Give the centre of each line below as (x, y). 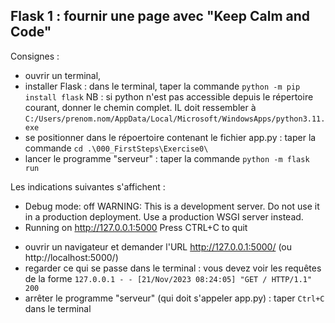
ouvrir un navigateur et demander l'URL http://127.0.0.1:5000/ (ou (158, 246)
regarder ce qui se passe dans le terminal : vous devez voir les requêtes (173, 268)
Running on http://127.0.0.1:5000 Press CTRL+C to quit (136, 227)
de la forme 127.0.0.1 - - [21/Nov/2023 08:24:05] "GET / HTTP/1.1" (168, 278)
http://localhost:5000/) (71, 257)
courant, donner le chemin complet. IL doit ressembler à (140, 107)
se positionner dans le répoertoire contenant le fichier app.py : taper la (170, 137)
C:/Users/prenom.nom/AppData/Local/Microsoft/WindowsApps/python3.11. (175, 119)
